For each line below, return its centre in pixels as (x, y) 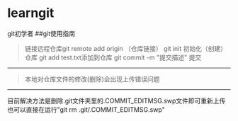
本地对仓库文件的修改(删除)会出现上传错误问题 (92, 79)
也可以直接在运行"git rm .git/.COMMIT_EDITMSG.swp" (86, 109)
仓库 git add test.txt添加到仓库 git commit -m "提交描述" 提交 (113, 57)
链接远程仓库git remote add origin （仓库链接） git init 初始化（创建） (126, 48)
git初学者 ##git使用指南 (41, 33)
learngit (31, 13)
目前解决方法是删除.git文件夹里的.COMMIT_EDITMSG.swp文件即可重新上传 (117, 100)
